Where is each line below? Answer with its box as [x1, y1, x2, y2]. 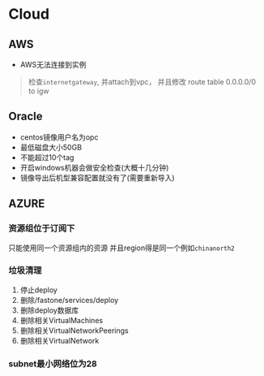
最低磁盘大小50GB [19, 142, 83, 152]
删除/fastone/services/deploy [19, 295, 119, 305]
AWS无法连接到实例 [19, 60, 87, 69]
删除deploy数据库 [19, 305, 79, 315]
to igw [28, 86, 50, 96]
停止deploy [19, 285, 58, 295]
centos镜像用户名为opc [19, 132, 99, 142]
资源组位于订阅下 [8, 223, 75, 234]
